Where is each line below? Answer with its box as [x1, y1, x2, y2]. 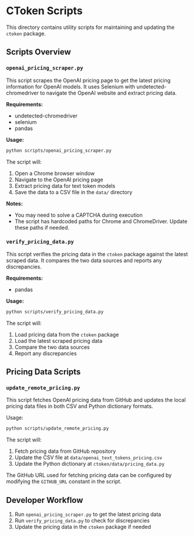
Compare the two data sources [14, 344, 90, 351]
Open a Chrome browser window [14, 169, 95, 177]
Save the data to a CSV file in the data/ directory [14, 188, 133, 195]
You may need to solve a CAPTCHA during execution [14, 211, 143, 218]
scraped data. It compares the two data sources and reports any [6, 257, 162, 264]
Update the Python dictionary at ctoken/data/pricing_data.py [14, 460, 165, 468]
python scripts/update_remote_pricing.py [6, 426, 109, 432]
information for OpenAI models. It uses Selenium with [6, 83, 135, 90]
